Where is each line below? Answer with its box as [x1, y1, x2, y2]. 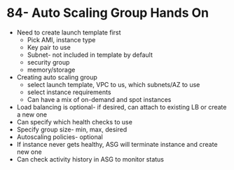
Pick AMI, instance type [27, 35, 96, 44]
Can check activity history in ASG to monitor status [16, 155, 165, 163]
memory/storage [27, 65, 76, 74]
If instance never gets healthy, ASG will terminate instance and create [16, 140, 218, 148]
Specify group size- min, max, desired [16, 125, 128, 133]
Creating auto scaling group [16, 72, 97, 81]
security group [27, 58, 70, 66]
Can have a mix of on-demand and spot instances [27, 95, 172, 103]
